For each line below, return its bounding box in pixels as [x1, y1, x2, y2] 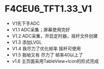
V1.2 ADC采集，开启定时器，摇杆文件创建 [12, 33, 98, 39]
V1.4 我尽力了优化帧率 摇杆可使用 [12, 45, 81, 51]
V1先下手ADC [12, 20, 40, 26]
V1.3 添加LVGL [12, 39, 42, 45]
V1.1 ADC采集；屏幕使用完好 [12, 26, 70, 33]
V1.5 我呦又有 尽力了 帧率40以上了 [12, 51, 83, 58]
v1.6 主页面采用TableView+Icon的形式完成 [12, 58, 99, 64]
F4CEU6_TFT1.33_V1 [5, 3, 92, 15]
